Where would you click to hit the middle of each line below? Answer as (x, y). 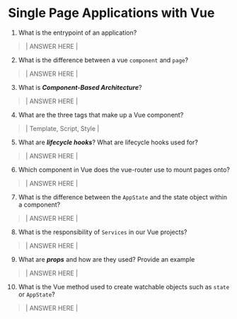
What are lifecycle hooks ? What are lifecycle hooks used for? (108, 142)
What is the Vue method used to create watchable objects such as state (124, 286)
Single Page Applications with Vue (111, 13)
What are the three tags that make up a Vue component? (101, 115)
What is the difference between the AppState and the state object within (122, 197)
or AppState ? (36, 294)
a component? (39, 204)
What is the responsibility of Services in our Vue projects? (103, 232)
